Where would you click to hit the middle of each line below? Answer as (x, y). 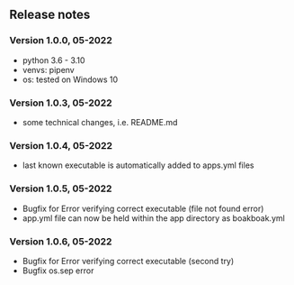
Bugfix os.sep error (58, 271)
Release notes (50, 15)
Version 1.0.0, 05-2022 (61, 41)
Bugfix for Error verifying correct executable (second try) (128, 261)
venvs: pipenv (48, 69)
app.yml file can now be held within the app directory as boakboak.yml (153, 218)
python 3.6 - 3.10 (53, 60)
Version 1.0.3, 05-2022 (61, 103)
